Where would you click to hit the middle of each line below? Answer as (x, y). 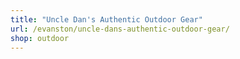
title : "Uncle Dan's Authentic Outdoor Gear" (106, 19)
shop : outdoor (40, 38)
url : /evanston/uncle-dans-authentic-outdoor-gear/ (120, 29)
